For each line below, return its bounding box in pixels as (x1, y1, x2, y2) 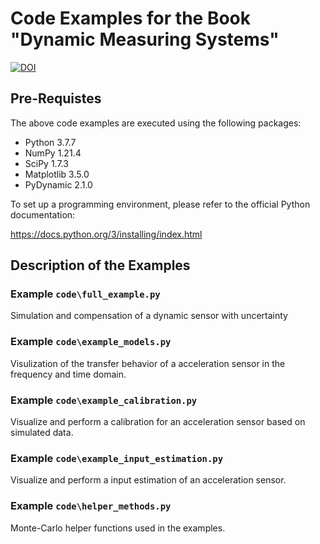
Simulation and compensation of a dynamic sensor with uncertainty (10, 310, 288, 322)
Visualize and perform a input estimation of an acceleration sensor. (10, 474, 287, 486)
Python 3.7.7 (24, 136, 77, 148)
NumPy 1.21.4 (24, 147, 82, 159)
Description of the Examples (10, 257, 191, 274)
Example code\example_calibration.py (10, 393, 198, 407)
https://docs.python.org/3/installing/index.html (10, 228, 203, 240)
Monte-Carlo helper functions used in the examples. (10, 522, 226, 534)
